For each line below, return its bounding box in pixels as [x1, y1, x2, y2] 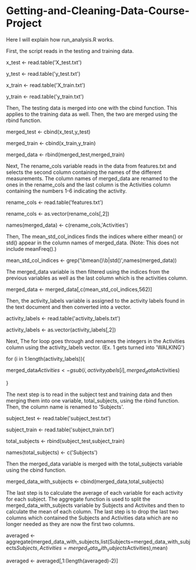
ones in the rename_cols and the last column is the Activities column [6, 181, 171, 188]
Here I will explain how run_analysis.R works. [6, 36, 114, 43]
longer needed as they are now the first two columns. [6, 520, 135, 527]
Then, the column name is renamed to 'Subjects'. [6, 403, 124, 410]
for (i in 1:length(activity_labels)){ [6, 355, 85, 362]
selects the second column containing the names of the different [6, 169, 162, 176]
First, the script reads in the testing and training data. [6, 47, 134, 54]
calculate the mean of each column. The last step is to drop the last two [6, 508, 179, 515]
